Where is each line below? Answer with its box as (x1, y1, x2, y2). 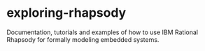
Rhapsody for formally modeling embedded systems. (6, 35, 160, 43)
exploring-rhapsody (6, 5, 127, 21)
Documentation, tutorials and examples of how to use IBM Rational (6, 28, 199, 36)
